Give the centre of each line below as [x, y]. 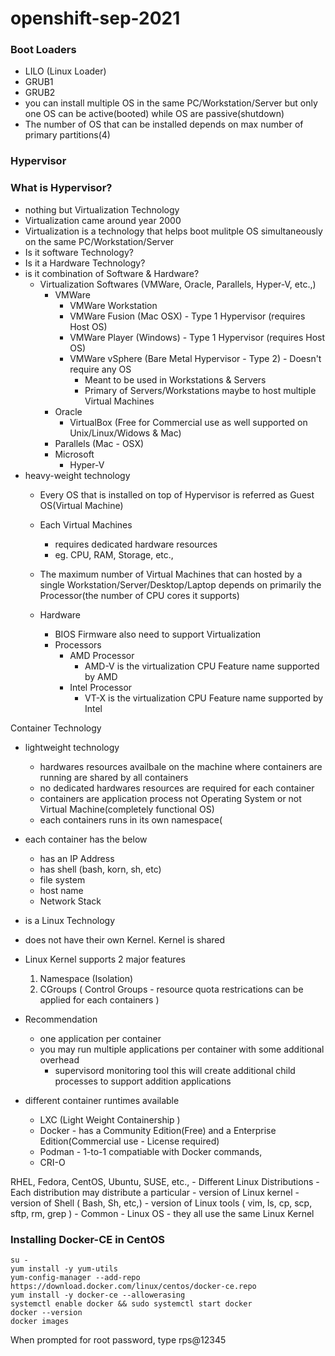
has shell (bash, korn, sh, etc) [100, 869]
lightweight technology [72, 747]
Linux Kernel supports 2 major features [105, 959]
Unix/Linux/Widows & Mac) [125, 433]
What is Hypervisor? [61, 188]
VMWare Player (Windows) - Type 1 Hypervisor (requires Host [197, 337]
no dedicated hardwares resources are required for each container [177, 788]
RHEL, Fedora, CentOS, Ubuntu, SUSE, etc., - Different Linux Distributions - [165, 1181]
